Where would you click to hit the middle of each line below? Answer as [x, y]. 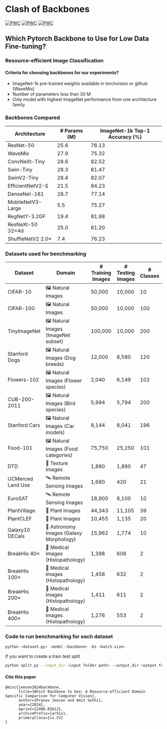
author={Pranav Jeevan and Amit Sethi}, [61, 701]
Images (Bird [60, 403]
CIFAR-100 [21, 308]
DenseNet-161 [26, 194]
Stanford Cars [24, 425]
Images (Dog [61, 358]
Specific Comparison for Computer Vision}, [51, 696]
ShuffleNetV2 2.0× [30, 239]
